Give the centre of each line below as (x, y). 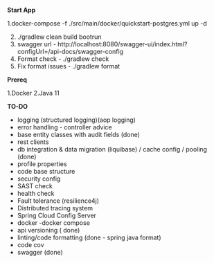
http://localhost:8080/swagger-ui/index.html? (123, 44)
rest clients (33, 142)
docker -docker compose (53, 223)
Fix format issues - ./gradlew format (69, 66)
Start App (21, 10)
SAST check (35, 186)
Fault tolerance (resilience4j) (58, 201)
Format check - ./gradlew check (63, 59)
